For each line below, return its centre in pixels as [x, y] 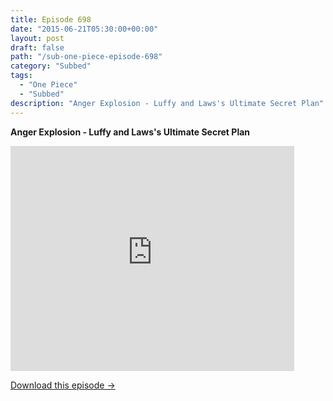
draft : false [37, 47]
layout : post [37, 38]
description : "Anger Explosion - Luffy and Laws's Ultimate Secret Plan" [167, 103]
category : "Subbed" [51, 66]
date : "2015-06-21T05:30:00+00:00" [84, 29]
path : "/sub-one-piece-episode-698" [86, 57]
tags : [21, 76]
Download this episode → [63, 385]
